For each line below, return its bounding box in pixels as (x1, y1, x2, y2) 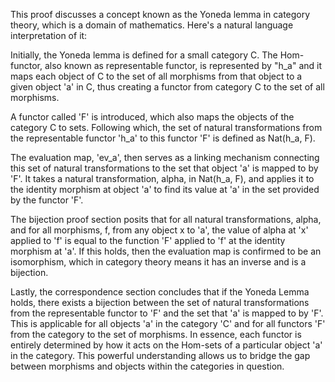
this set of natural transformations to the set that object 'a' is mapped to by (10, 162, 319, 174)
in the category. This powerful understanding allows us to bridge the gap (10, 350, 311, 361)
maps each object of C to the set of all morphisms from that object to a (10, 70, 303, 82)
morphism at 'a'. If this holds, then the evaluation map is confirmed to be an (10, 245, 322, 257)
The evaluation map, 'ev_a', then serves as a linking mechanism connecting (10, 152, 320, 163)
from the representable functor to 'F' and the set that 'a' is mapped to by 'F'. (10, 307, 324, 319)
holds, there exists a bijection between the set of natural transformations (10, 297, 310, 308)
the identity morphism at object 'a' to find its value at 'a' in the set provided (10, 184, 320, 195)
